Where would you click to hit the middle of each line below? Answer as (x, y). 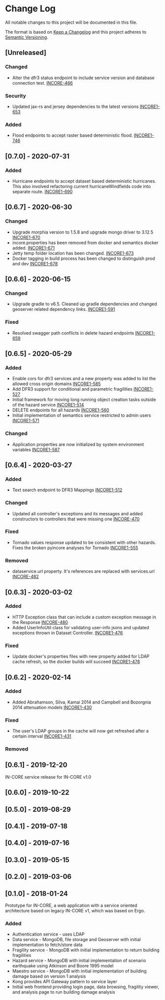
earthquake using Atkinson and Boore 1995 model (63, 966)
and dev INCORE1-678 (35, 263)
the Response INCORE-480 (40, 622)
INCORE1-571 (26, 421)
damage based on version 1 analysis (49, 976)
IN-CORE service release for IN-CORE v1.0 (48, 777)
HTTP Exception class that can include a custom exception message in (84, 617)
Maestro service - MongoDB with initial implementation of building (79, 971)
